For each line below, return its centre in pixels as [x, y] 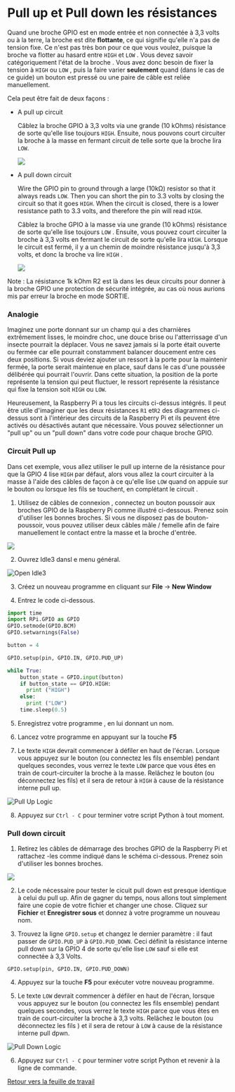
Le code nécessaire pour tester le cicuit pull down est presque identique [122, 890]
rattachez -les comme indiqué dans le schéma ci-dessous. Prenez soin [120, 856]
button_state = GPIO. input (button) [72, 677]
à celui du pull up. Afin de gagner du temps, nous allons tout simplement [122, 898]
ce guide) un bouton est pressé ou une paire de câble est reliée [99, 77]
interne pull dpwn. [43, 1033]
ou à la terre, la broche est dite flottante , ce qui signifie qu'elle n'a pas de [114, 39]
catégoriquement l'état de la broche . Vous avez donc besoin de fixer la [110, 62]
